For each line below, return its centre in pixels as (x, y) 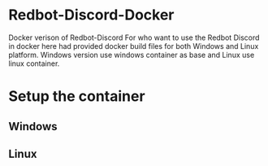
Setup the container (77, 96)
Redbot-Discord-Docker (91, 15)
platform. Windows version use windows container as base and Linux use (132, 55)
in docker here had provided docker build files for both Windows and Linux (134, 46)
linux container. (34, 63)
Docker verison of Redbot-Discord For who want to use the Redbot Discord (134, 37)
